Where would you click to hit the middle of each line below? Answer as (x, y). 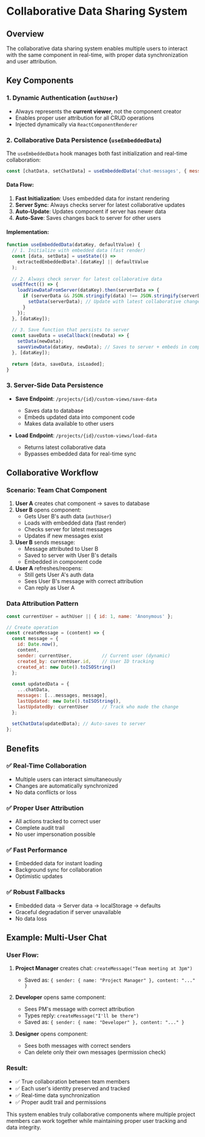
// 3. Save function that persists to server (71, 330)
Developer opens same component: (60, 997)
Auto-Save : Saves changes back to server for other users (88, 218)
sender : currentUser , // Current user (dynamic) (94, 656)
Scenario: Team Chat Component (57, 490)
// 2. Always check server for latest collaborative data (87, 279)
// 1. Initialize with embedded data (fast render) (79, 251)
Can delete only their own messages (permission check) (95, 1052)
